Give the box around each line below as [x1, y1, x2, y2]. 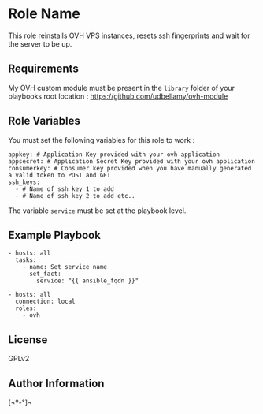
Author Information [8, 376, 105, 390]
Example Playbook [8, 228, 101, 241]
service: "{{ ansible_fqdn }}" [36, 277, 139, 285]
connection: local [15, 297, 76, 306]
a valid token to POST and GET [8, 171, 111, 179]
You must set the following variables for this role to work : [8, 135, 195, 144]
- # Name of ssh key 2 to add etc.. [15, 192, 135, 200]
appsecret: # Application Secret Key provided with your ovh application [8, 157, 256, 166]
